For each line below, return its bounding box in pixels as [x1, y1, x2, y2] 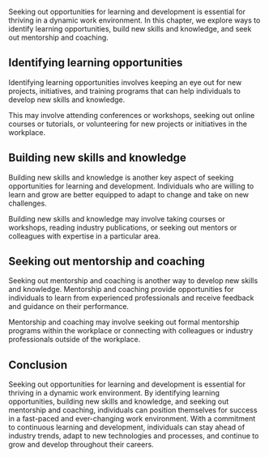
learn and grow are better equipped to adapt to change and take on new [8, 189, 250, 199]
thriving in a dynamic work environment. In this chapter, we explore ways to [8, 15, 261, 25]
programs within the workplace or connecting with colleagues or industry [8, 326, 254, 336]
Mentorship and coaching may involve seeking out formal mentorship [8, 317, 240, 327]
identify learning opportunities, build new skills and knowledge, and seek [8, 24, 252, 33]
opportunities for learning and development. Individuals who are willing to [8, 181, 254, 191]
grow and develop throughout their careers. [8, 440, 154, 450]
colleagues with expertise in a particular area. [8, 231, 160, 241]
